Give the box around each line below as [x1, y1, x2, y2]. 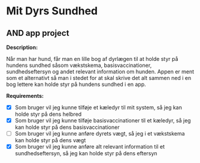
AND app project [6, 28, 69, 38]
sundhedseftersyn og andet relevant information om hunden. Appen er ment [6, 68, 195, 75]
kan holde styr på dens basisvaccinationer [14, 124, 120, 131]
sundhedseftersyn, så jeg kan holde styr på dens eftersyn [14, 150, 157, 157]
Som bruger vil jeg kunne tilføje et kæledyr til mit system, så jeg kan [14, 104, 183, 111]
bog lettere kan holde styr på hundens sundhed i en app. [6, 81, 147, 88]
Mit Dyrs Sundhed [6, 4, 98, 18]
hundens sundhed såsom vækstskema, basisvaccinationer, [6, 61, 152, 69]
